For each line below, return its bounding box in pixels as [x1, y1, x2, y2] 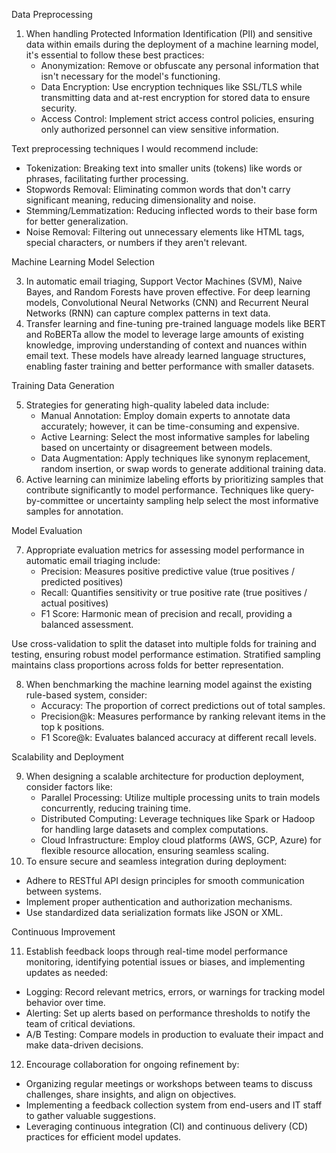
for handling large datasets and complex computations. [40, 824, 269, 835]
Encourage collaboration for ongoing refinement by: [25, 1059, 240, 1070]
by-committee [25, 495, 84, 506]
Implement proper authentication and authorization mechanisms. [25, 896, 293, 908]
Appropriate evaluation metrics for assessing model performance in [25, 544, 305, 556]
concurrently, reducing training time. [40, 802, 191, 814]
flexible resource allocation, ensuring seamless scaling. [40, 845, 269, 856]
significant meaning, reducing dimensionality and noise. [25, 194, 257, 206]
